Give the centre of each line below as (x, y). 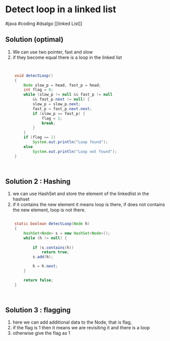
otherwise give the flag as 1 (41, 333)
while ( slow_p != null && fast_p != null (68, 95)
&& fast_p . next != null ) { (61, 100)
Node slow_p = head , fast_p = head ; (62, 85)
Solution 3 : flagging (38, 310)
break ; (49, 123)
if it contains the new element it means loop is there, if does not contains (89, 205)
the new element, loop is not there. (49, 210)
